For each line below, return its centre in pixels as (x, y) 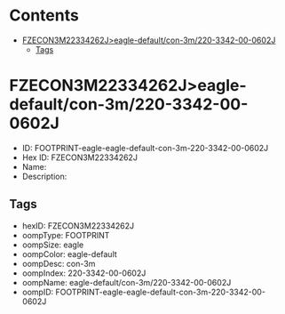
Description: (44, 176)
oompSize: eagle (53, 245)
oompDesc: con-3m (59, 263)
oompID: (38, 292)
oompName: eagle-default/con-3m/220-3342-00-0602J (127, 282)
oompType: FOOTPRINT (66, 235)
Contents (44, 16)
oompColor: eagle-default (69, 254)
